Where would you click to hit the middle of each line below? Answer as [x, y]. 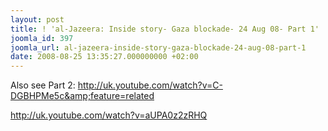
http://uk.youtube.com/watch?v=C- [150, 85]
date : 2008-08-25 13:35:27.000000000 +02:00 [104, 57]
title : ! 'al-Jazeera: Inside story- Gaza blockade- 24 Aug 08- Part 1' [165, 29]
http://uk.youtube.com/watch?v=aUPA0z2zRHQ [109, 115]
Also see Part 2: [43, 85]
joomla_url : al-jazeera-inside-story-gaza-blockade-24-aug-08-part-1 [158, 47]
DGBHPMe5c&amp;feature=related [82, 96]
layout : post [37, 19]
